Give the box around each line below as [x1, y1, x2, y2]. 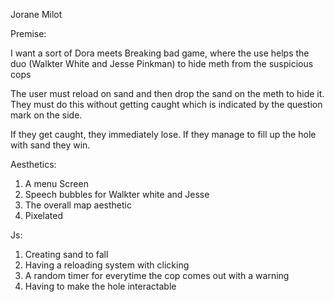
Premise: [10, 28, 47, 39]
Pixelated [24, 210, 64, 221]
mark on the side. [10, 109, 83, 121]
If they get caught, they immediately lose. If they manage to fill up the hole [10, 129, 317, 140]
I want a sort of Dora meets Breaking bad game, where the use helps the [10, 47, 310, 59]
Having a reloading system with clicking [24, 259, 190, 271]
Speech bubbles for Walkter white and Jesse [24, 189, 210, 200]
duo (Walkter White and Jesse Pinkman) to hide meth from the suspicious [10, 58, 314, 69]
